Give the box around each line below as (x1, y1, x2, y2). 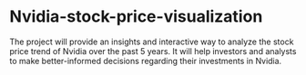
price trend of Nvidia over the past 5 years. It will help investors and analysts (9, 45, 297, 56)
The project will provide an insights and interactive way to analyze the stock (9, 36, 294, 47)
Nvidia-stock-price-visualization (9, 6, 263, 27)
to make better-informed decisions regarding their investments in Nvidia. (9, 55, 282, 66)
